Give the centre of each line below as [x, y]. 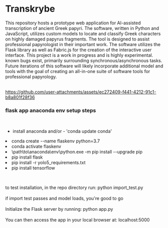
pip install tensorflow [34, 168]
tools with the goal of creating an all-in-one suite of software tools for [78, 71]
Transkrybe [30, 9]
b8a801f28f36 [20, 97]
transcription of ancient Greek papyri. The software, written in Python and [82, 28]
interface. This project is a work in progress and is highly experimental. [79, 55]
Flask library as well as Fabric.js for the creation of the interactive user [78, 50]
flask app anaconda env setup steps [51, 110]
